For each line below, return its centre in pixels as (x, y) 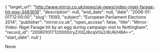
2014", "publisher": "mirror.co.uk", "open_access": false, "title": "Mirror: (76, 22)
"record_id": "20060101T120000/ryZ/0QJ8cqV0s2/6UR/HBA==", (70, 32)
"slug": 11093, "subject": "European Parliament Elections (90, 17)
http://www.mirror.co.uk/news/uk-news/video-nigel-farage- (95, 7)
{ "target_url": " (20, 7)
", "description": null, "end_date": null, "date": (84, 12)
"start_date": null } (23, 37)
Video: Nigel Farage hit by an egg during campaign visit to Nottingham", (77, 27)
